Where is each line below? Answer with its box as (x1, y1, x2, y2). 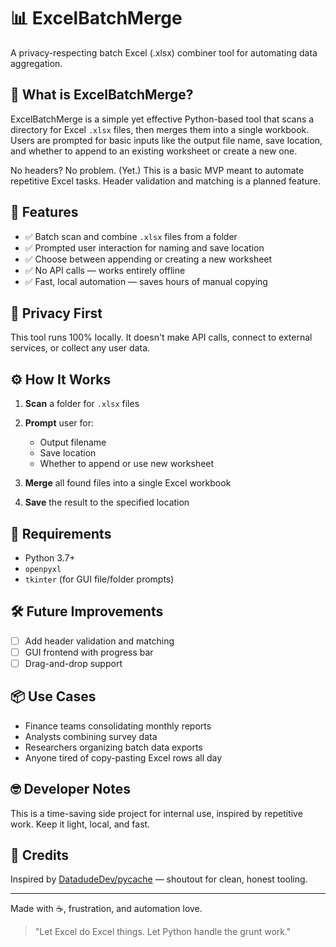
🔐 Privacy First (10, 305, 103, 322)
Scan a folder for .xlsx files (24, 398, 140, 410)
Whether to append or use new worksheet (39, 458, 215, 470)
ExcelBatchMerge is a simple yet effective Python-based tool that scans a (10, 113, 315, 125)
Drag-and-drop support (24, 657, 123, 669)
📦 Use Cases (10, 688, 97, 705)
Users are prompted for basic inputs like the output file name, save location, (10, 134, 323, 146)
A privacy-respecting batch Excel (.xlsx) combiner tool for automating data (10, 46, 318, 59)
